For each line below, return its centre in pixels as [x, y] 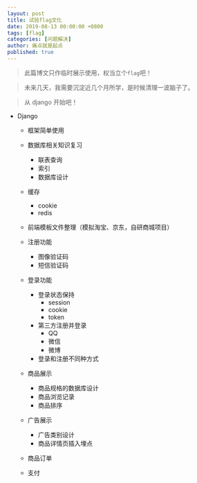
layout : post [26, 13]
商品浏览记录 [56, 397]
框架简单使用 [46, 130]
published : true [30, 53]
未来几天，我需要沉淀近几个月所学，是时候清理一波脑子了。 [109, 87]
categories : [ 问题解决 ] [39, 39]
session [59, 302]
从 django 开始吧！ [51, 102]
